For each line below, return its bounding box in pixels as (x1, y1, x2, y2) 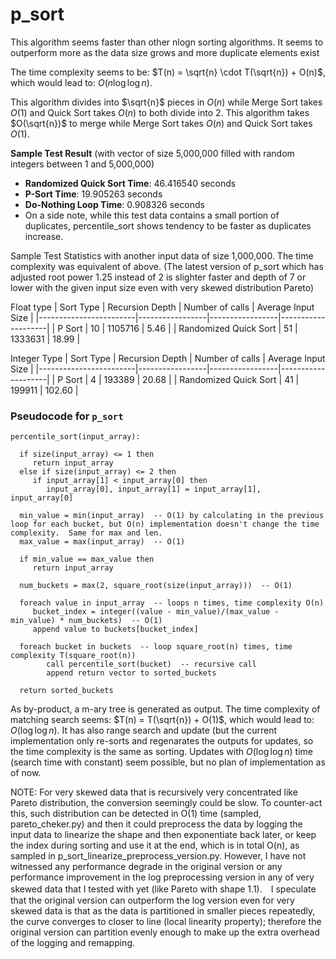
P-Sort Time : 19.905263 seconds (24, 188, 163, 200)
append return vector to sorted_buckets (46, 668, 217, 678)
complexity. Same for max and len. (10, 528, 163, 538)
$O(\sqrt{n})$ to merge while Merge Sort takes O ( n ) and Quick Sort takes (10, 117, 313, 129)
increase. (24, 230, 64, 242)
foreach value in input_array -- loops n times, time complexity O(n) (19, 598, 325, 608)
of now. (10, 767, 42, 779)
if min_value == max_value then (19, 554, 155, 565)
